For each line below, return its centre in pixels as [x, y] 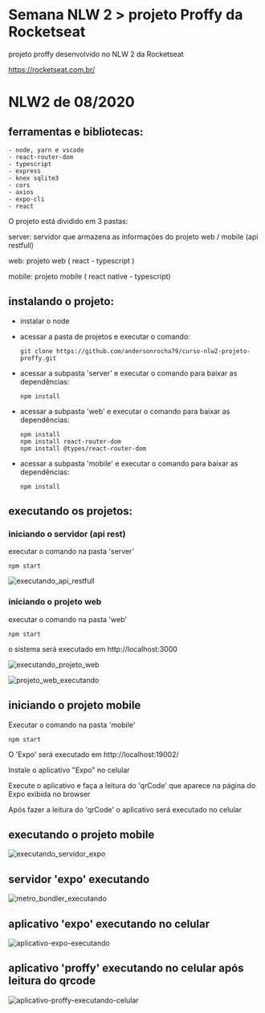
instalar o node [45, 321]
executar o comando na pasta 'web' [67, 619]
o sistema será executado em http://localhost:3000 [93, 649]
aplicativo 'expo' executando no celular [109, 923]
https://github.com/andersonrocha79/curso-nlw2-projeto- [153, 351]
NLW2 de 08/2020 [71, 102]
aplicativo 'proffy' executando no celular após [126, 968]
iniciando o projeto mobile [75, 705]
